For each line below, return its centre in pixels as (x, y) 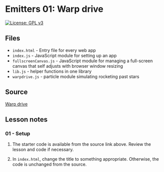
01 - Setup (18, 133)
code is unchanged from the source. (49, 165)
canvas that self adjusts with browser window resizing (68, 66)
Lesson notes (27, 119)
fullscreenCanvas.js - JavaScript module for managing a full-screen (82, 61)
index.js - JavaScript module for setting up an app (64, 55)
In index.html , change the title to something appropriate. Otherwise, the (86, 159)
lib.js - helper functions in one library (52, 71)
